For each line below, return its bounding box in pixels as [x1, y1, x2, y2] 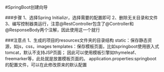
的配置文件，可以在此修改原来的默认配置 [5, 62, 87, 68]
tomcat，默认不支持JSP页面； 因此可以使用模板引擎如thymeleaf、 [5, 49, 139, 55]
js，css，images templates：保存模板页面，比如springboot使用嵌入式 [18, 44, 160, 49]
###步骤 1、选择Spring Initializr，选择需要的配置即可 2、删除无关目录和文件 [5, 15, 158, 21]
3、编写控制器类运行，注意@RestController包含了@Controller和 [5, 21, 134, 26]
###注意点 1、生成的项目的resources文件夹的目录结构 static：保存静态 [5, 37, 148, 43]
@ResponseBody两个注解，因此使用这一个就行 [5, 27, 100, 33]
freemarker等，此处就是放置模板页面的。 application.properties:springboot [5, 56, 157, 61]
